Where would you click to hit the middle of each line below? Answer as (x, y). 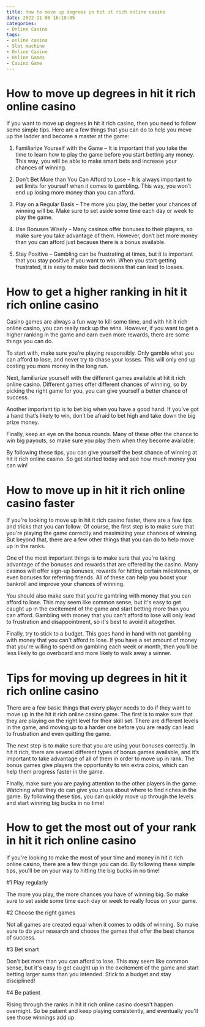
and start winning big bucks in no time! (55, 803)
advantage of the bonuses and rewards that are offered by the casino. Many (102, 565)
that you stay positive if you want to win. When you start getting (95, 261)
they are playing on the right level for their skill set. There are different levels (102, 721)
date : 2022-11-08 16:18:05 (41, 18)
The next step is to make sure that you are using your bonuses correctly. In (101, 746)
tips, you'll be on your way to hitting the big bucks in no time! (83, 871)
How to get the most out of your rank (101, 828)
